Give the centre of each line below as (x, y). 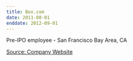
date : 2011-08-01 (28, 18)
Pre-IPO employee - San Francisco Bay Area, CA (67, 40)
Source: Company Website (40, 52)
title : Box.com (25, 12)
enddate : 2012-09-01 (32, 23)
